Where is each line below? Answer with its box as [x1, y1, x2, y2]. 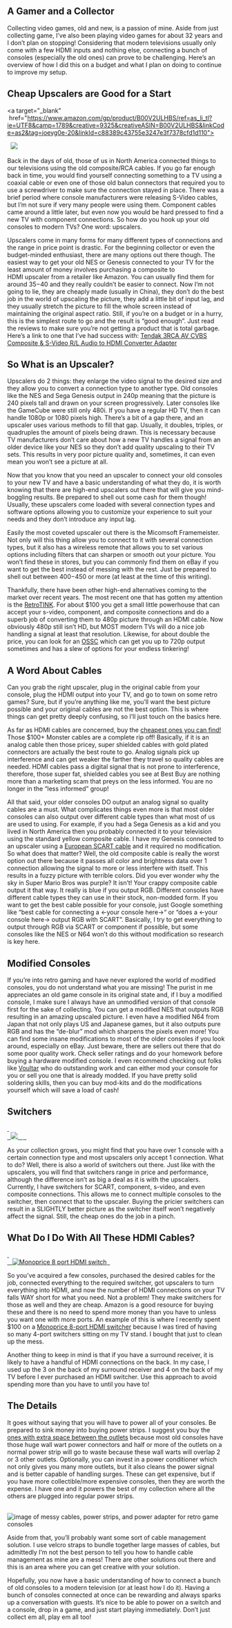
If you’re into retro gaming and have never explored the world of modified [7, 976, 216, 984]
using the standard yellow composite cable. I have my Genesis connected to [7, 835, 224, 843]
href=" [8, 113, 28, 122]
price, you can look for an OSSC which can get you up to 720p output [7, 637, 206, 645]
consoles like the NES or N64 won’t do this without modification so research [7, 930, 224, 938]
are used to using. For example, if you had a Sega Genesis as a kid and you [7, 820, 221, 829]
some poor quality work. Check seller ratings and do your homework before [7, 1050, 223, 1058]
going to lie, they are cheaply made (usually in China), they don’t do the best [7, 287, 224, 296]
